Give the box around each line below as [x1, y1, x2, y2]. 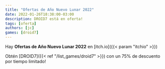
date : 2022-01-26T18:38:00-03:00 [5, 12, 74, 17]
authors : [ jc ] [5, 26, 35, 31]
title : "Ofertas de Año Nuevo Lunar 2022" [5, 7, 94, 12]
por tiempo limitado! [5, 59, 46, 64]
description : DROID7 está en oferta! [5, 16, 83, 21]
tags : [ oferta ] [5, 21, 37, 26]
